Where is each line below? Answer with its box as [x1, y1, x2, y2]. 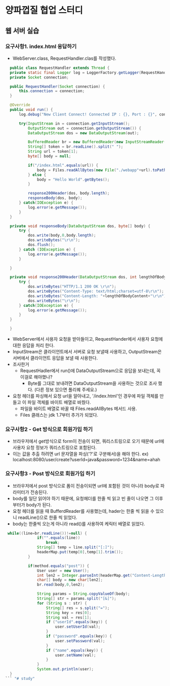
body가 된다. [26, 502, 52, 508]
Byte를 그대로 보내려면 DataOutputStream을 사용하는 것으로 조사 [27, 380, 157, 386]
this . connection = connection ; [18, 89, 85, 94]
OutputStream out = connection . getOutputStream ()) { [27, 126, 142, 131]
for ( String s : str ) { [37, 600, 87, 606]
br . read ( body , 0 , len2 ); [37, 582, 85, 587]
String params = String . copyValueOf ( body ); [37, 591, 130, 596]
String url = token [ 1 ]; [27, 149, 78, 154]
